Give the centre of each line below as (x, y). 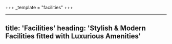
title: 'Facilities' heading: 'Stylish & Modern (76, 28)
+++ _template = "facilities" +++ (39, 7)
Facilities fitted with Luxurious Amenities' (73, 36)
